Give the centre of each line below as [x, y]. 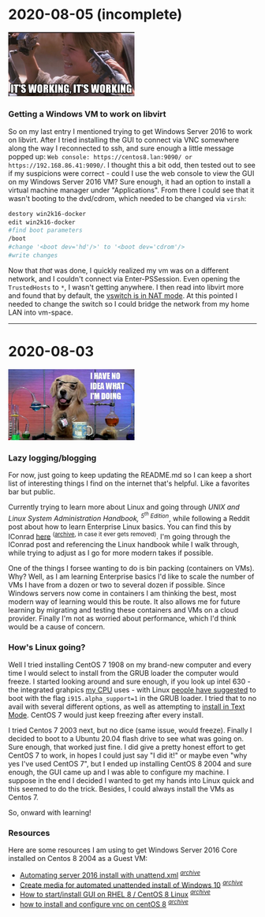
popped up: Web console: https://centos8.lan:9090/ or [101, 156]
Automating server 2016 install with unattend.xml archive [110, 874]
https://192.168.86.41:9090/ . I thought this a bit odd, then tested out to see [132, 165]
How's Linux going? [47, 647]
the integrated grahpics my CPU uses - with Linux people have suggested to [132, 690]
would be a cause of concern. [57, 627]
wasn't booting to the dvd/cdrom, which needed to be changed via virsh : [127, 198]
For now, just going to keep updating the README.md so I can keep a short [130, 475]
